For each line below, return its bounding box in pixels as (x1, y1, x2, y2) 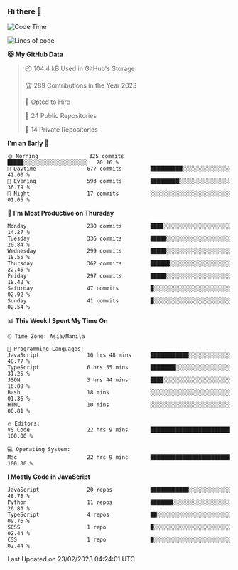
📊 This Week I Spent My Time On (7, 317, 108, 325)
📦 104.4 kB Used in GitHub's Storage (24, 64, 135, 73)
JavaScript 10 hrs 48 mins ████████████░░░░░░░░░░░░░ (7, 352, 231, 359)
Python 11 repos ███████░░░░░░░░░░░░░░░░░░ (7, 499, 231, 506)
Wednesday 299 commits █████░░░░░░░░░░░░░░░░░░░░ (7, 248, 231, 255)
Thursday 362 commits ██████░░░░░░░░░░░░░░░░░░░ (7, 260, 231, 268)
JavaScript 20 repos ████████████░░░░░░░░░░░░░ (7, 487, 231, 494)
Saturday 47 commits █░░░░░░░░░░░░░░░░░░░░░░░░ (7, 285, 231, 292)
